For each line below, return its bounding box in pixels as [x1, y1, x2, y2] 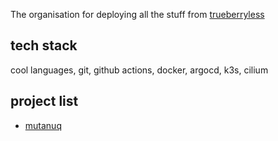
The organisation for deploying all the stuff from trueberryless [10, 9, 265, 20]
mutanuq [24, 119, 62, 131]
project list [10, 93, 79, 110]
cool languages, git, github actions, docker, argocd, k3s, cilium [10, 64, 269, 76]
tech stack [10, 37, 78, 54]
